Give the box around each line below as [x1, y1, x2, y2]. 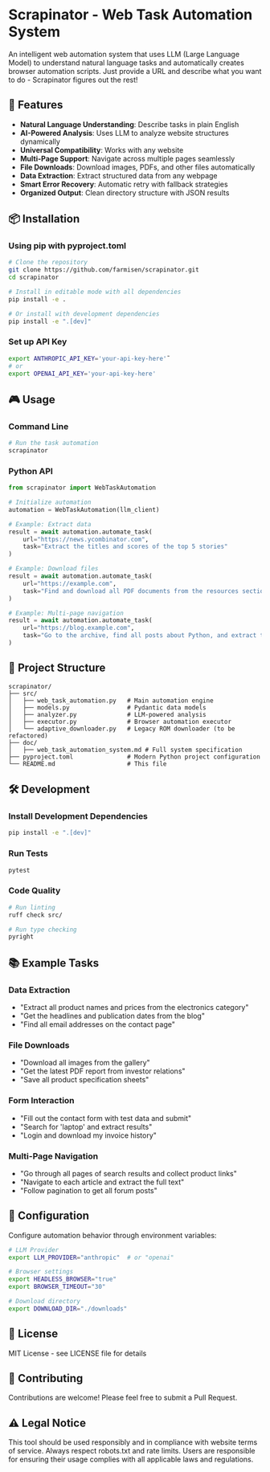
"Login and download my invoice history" [19, 1131, 157, 1140]
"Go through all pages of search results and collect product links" [19, 1168, 237, 1178]
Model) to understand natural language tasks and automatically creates [8, 58, 245, 67]
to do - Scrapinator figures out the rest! [8, 75, 138, 84]
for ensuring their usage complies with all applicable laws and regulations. [8, 1454, 254, 1464]
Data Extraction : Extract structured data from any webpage [19, 170, 219, 180]
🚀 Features [8, 98, 63, 112]
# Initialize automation [8, 498, 92, 507]
